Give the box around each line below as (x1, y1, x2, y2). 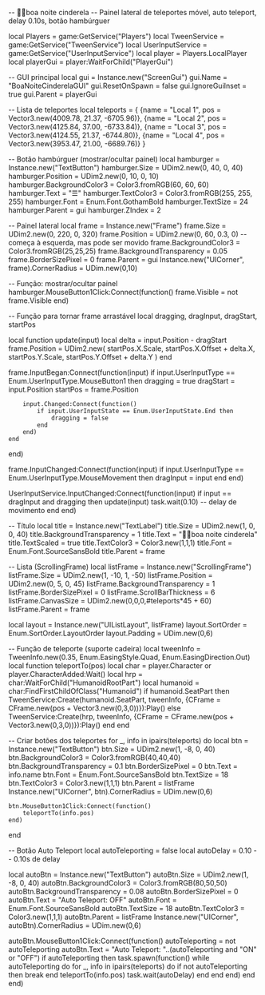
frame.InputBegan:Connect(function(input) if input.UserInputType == (8, 368, 235, 377)
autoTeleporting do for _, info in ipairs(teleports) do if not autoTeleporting (8, 961, 247, 971)
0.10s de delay (13, 854, 61, 863)
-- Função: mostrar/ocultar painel (8, 279, 118, 288)
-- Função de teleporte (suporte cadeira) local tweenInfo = (8, 644, 201, 653)
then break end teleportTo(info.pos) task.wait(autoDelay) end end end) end (8, 970, 255, 979)
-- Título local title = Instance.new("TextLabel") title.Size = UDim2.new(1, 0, (8, 521, 255, 531)
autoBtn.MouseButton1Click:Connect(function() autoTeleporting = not (8, 936, 236, 945)
